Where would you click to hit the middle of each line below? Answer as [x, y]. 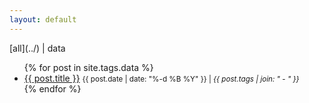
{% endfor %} [52, 88]
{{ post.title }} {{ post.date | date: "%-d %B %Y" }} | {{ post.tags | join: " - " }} [161, 78]
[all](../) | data [37, 48]
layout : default [43, 19]
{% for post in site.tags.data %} [88, 67]
